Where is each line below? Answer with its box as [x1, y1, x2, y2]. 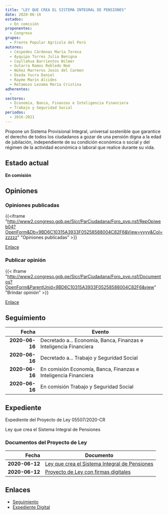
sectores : [5, 96, 26, 101]
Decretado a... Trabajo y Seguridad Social [40, 355, 138, 362]
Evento [91, 328, 109, 335]
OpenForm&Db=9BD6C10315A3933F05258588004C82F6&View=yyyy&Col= [5, 229, 163, 235]
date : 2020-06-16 [5, 12, 41, 17]
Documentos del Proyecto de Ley [5, 439, 87, 446]
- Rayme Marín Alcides [9, 77, 57, 82]
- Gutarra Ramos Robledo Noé [9, 63, 70, 68]
